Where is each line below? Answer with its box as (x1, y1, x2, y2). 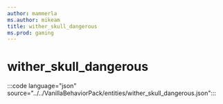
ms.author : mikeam (7, 17, 60, 23)
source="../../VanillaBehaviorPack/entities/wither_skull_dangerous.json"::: (7, 89, 217, 97)
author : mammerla (7, 10, 57, 17)
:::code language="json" (7, 82, 77, 90)
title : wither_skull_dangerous (7, 23, 98, 30)
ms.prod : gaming (7, 29, 54, 37)
